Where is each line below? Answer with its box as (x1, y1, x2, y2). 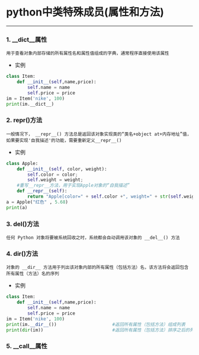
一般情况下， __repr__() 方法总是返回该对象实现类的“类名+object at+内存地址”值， (6, 131, 192, 137)
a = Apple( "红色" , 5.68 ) (6, 199, 69, 205)
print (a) (6, 204, 28, 211)
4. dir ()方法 (6, 249, 38, 258)
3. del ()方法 (6, 220, 40, 228)
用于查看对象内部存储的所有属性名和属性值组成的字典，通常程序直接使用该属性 (6, 50, 169, 56)
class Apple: (6, 160, 38, 166)
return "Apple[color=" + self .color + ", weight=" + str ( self (27, 194, 182, 199)
